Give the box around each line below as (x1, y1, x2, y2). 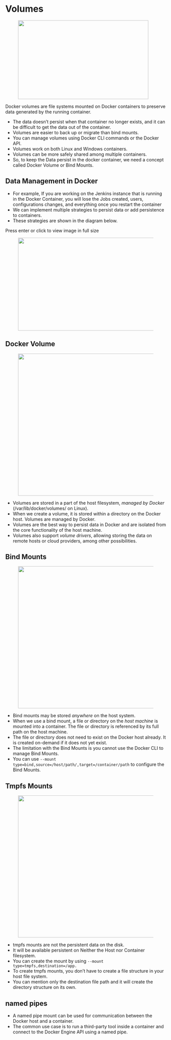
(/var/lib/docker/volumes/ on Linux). (12, 505, 88, 511)
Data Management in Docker (5, 177, 98, 185)
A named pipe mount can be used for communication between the (12, 1012, 153, 1019)
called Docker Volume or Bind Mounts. (12, 162, 94, 168)
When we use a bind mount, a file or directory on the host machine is (12, 718, 158, 724)
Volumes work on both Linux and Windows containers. (12, 146, 128, 152)
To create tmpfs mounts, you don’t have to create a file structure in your (12, 968, 164, 974)
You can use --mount (12, 756, 56, 762)
